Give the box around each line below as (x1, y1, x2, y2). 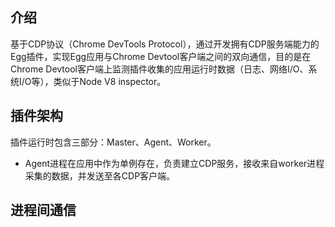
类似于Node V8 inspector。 (53, 75, 167, 87)
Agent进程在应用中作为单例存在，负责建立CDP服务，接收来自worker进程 (24, 157, 325, 169)
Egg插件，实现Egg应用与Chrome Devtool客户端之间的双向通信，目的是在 (10, 50, 312, 62)
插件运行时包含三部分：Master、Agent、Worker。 (10, 136, 217, 148)
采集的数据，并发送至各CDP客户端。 (24, 169, 176, 182)
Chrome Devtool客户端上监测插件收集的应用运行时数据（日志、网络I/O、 (10, 63, 309, 75)
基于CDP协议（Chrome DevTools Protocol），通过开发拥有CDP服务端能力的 (10, 38, 320, 50)
